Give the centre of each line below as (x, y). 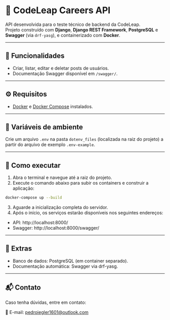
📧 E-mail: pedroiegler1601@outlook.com (47, 312)
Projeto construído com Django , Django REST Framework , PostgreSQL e (82, 29)
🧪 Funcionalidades (35, 56)
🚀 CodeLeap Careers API (58, 10)
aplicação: (23, 188)
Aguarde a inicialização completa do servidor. (60, 207)
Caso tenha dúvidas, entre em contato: (46, 302)
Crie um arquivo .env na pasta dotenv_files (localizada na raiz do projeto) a (84, 139)
